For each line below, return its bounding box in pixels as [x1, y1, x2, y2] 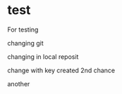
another [7, 79, 30, 88]
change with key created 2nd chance [7, 66, 116, 74]
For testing [7, 25, 39, 34]
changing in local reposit [7, 52, 79, 61]
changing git [7, 39, 44, 47]
